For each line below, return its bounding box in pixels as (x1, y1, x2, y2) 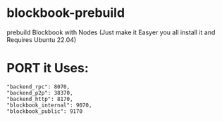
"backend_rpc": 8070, (6, 83, 70, 90)
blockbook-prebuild (6, 5, 125, 21)
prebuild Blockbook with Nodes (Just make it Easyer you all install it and (6, 28, 216, 36)
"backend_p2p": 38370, (6, 89, 73, 96)
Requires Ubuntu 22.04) (6, 35, 77, 43)
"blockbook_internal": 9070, (6, 102, 92, 109)
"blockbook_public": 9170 (6, 107, 82, 115)
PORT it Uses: (6, 60, 89, 76)
